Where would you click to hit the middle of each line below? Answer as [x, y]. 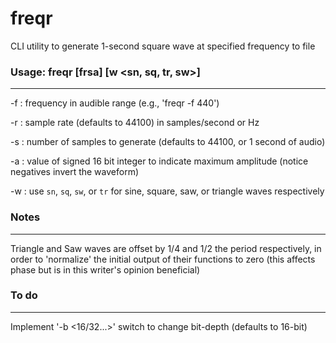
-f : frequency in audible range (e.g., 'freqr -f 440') [115, 103]
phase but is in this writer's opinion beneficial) [105, 269]
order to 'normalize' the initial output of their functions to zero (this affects [163, 259]
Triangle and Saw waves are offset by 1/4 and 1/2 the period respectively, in [166, 248]
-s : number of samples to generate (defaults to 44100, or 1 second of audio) [168, 142]
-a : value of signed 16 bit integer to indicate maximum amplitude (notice [159, 161]
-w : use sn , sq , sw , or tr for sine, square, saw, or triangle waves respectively [167, 191]
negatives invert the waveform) [75, 172]
